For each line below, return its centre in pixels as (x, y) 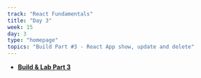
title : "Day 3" (30, 21)
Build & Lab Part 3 (44, 67)
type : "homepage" (33, 40)
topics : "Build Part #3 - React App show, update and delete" (101, 47)
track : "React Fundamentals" (50, 14)
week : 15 (20, 27)
